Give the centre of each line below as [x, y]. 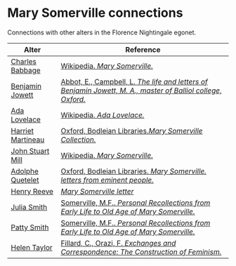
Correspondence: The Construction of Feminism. [141, 252]
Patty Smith [30, 227]
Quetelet [25, 180]
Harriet [22, 131]
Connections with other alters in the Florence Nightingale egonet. [102, 32]
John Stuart [30, 151]
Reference [143, 49]
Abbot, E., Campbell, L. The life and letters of [135, 81]
